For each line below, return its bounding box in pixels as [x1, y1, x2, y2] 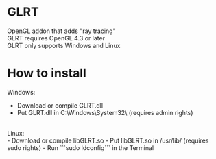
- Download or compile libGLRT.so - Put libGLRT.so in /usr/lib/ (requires [7, 136, 209, 145]
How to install [7, 66, 87, 81]
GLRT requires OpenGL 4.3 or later [7, 34, 105, 42]
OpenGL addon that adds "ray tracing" [7, 27, 116, 35]
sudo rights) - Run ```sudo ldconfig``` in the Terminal [7, 143, 154, 151]
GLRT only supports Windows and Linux [7, 41, 121, 49]
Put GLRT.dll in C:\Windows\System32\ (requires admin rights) [16, 108, 193, 117]
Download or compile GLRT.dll [16, 101, 104, 110]
